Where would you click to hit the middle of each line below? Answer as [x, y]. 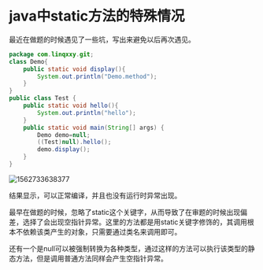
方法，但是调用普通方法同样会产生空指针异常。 [91, 258]
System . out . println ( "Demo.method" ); [97, 76]
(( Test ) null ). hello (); [74, 142]
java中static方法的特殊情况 [97, 16]
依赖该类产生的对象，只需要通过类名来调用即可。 [102, 231]
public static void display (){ [74, 69]
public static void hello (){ [71, 106]
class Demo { [28, 61]
